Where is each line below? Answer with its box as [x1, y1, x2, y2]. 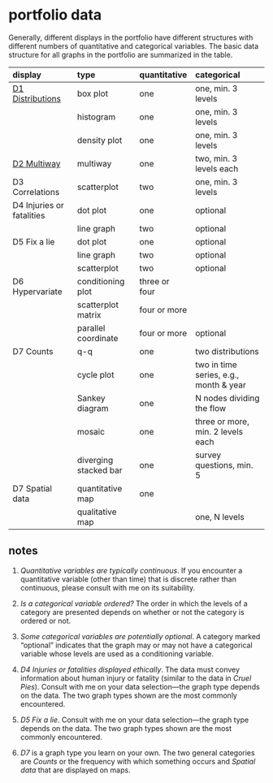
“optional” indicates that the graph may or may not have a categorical [19, 640, 253, 650]
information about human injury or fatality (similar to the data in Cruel [19, 673, 252, 683]
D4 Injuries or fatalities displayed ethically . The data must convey [19, 664, 240, 674]
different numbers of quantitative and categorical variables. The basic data [8, 41, 259, 50]
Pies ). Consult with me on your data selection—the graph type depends [19, 681, 260, 691]
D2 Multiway [12, 158, 61, 169]
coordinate [76, 332, 119, 344]
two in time [194, 359, 237, 370]
